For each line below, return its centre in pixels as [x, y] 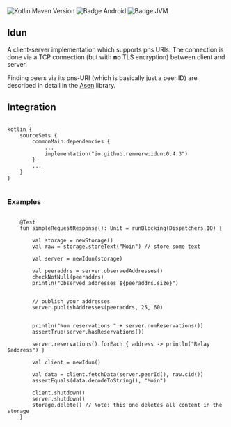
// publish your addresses [71, 301]
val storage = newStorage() [73, 240]
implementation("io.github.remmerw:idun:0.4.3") [116, 154]
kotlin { [20, 129]
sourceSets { [39, 135]
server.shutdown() [59, 399]
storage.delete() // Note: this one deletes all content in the [127, 405]
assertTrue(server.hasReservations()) [88, 332]
